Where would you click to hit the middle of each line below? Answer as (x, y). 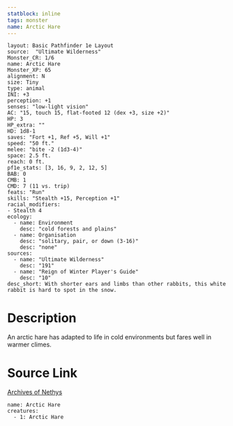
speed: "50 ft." (31, 144)
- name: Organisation (45, 235)
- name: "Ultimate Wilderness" (59, 260)
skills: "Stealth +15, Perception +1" (63, 199)
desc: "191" (37, 266)
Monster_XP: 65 (29, 71)
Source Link (43, 373)
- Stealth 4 (24, 211)
